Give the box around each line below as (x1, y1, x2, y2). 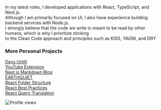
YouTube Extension (5, 64, 44, 70)
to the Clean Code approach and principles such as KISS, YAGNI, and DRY (5, 35, 157, 41)
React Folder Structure (5, 80, 51, 85)
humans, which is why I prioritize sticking (5, 30, 89, 36)
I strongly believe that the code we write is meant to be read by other (5, 25, 146, 31)
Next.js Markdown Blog (5, 69, 53, 75)
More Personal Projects (5, 48, 63, 55)
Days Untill (5, 59, 27, 65)
